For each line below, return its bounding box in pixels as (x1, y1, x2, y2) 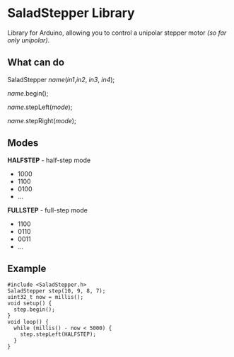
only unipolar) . (7, 35, 50, 44)
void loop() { (7, 319, 49, 326)
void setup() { (7, 300, 52, 307)
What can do (7, 57, 65, 69)
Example (7, 262, 47, 274)
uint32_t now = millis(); (7, 294, 83, 301)
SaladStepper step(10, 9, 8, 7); (7, 288, 106, 295)
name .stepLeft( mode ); (7, 103, 73, 111)
